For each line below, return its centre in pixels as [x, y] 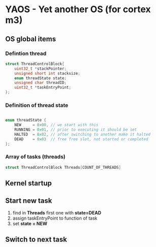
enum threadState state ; [41, 78]
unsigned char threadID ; [41, 83]
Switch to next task [36, 240]
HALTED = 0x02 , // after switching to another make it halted [83, 134]
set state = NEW [30, 223]
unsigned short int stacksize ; [47, 73]
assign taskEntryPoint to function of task [55, 218]
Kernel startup [29, 183]
